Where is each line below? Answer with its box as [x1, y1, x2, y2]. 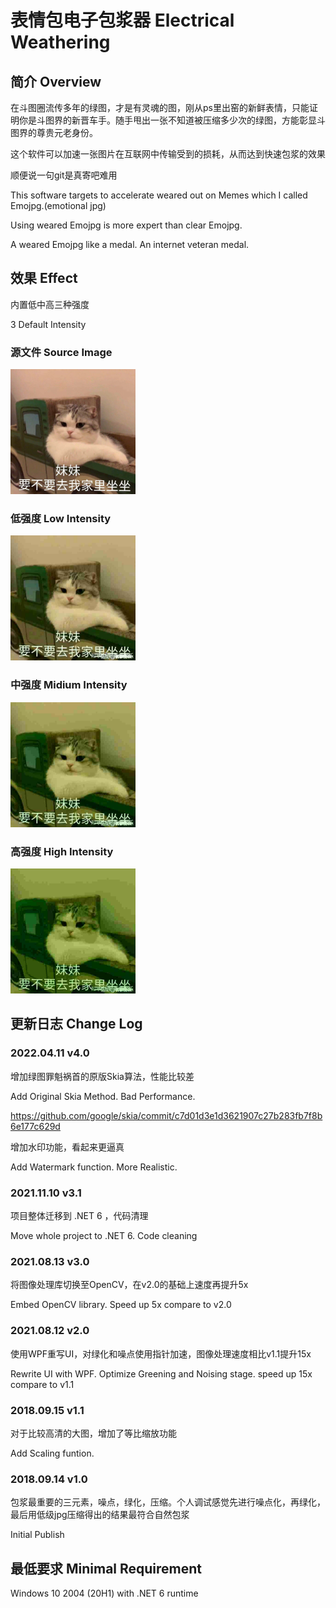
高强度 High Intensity [10, 844, 114, 858]
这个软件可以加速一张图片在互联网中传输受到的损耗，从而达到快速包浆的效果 [10, 148, 326, 160]
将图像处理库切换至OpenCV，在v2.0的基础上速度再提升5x [10, 1279, 249, 1291]
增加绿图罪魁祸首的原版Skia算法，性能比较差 [10, 1070, 195, 1082]
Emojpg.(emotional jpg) [10, 200, 107, 211]
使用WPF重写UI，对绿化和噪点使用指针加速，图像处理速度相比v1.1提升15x [10, 1347, 312, 1360]
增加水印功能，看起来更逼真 [10, 1141, 125, 1153]
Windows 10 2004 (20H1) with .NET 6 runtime [10, 1587, 199, 1599]
